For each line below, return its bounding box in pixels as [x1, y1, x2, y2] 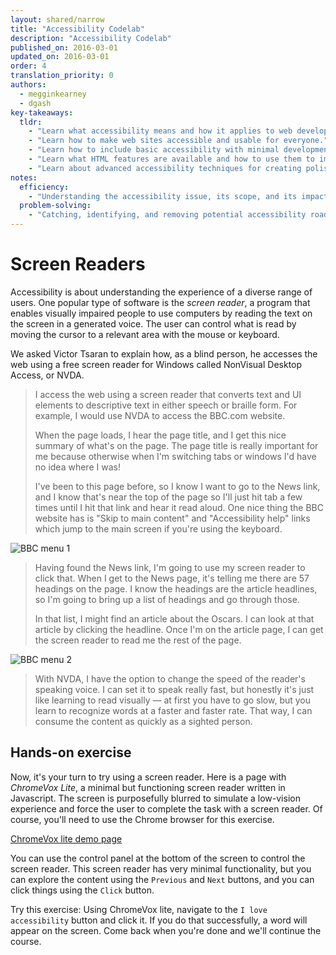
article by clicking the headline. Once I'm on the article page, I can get [34, 623, 324, 635]
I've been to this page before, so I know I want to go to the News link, [34, 480, 321, 492]
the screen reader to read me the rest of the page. [34, 634, 242, 646]
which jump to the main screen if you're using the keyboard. [34, 522, 283, 535]
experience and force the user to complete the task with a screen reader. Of [10, 802, 323, 815]
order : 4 [10, 61, 47, 71]
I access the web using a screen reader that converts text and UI [34, 388, 302, 400]
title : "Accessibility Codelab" [10, 24, 145, 34]
